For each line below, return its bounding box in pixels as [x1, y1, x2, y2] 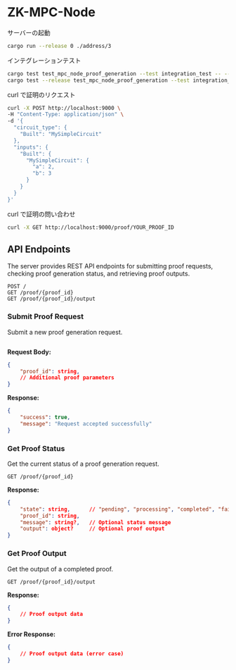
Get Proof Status [7, 443, 65, 453]
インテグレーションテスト [7, 56, 81, 64]
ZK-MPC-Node [7, 4, 96, 20]
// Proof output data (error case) [20, 650, 124, 657]
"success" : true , [20, 414, 71, 421]
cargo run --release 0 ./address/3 [7, 42, 112, 49]
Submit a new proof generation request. [7, 328, 123, 336]
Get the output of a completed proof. [7, 564, 114, 573]
